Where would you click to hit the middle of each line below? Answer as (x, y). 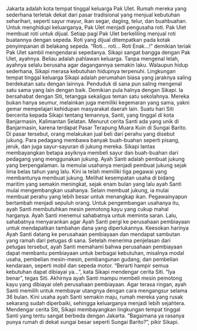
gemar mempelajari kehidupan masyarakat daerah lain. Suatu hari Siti (90, 109)
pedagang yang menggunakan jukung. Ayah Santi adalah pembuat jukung (96, 159)
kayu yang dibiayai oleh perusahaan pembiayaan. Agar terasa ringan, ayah (96, 284)
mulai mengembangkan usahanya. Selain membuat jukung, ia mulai (88, 190)
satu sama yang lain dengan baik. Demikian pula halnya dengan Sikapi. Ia (95, 90)
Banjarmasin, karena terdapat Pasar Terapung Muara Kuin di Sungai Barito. (96, 127)
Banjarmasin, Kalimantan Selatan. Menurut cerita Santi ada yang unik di (93, 121)
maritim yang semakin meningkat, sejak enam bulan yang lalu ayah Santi (94, 184)
